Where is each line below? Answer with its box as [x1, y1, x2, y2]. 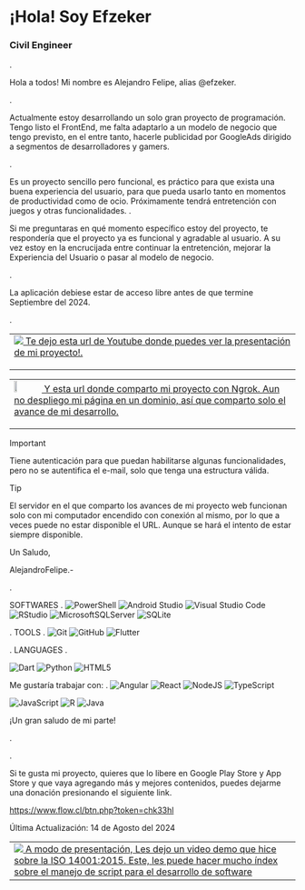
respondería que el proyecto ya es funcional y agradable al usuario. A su [9, 233, 281, 244]
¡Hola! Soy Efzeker [9, 6, 152, 27]
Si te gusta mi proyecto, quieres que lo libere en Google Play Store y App [9, 768, 281, 779]
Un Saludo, [9, 547, 52, 558]
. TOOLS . [9, 627, 45, 638]
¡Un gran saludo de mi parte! [9, 715, 116, 726]
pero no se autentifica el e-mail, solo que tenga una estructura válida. [9, 465, 270, 476]
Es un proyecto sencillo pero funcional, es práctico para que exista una [9, 176, 275, 187]
